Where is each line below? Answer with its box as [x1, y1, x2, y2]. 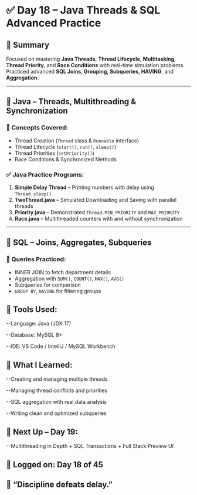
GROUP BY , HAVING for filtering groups [14, 287, 101, 294]
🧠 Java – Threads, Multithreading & [6, 97, 137, 107]
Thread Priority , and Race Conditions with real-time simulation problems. [6, 62, 185, 68]
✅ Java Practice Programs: [6, 170, 84, 178]
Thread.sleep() [14, 191, 52, 197]
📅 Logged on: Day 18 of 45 [6, 460, 104, 470]
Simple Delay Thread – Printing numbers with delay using [14, 184, 154, 191]
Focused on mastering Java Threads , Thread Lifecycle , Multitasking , [6, 55, 176, 62]
